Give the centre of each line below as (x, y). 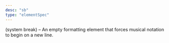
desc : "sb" (17, 10)
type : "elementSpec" (27, 15)
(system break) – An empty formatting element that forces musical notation (85, 29)
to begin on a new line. (29, 35)
